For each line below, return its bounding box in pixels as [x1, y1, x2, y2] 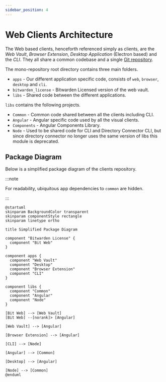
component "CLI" [10, 271, 44, 276]
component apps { [5, 254, 42, 259]
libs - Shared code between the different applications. [12, 92, 127, 98]
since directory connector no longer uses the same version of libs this [12, 133, 157, 139]
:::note [5, 176, 19, 182]
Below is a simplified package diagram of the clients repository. [5, 166, 137, 172]
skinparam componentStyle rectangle [5, 214, 82, 219]
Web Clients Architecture [5, 29, 113, 40]
